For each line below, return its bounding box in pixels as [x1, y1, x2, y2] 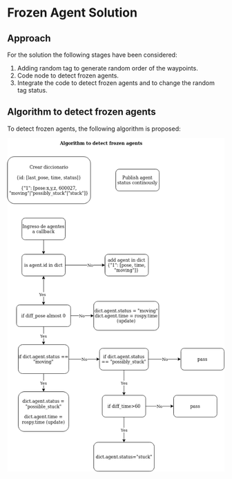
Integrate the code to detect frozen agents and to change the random [17, 79, 215, 87]
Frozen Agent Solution [7, 5, 138, 21]
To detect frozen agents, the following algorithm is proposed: [7, 124, 181, 133]
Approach [7, 32, 51, 44]
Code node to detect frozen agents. [17, 71, 119, 79]
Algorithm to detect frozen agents [7, 106, 157, 118]
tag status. [17, 86, 48, 94]
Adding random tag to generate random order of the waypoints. [17, 64, 198, 72]
